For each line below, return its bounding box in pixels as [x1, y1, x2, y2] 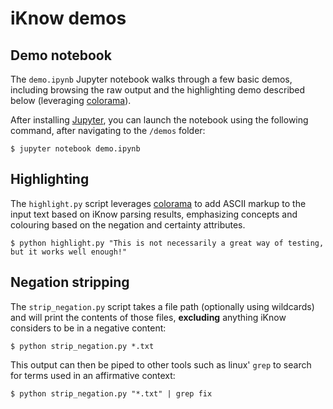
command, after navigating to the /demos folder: [10, 125, 206, 136]
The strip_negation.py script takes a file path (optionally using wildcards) [10, 300, 315, 312]
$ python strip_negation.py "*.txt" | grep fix [10, 388, 213, 399]
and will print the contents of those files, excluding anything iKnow [10, 311, 287, 323]
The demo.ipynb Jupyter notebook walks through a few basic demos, [10, 73, 293, 85]
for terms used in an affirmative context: [10, 369, 176, 381]
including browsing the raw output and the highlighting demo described [10, 84, 306, 96]
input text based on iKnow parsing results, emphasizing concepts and [10, 208, 298, 220]
